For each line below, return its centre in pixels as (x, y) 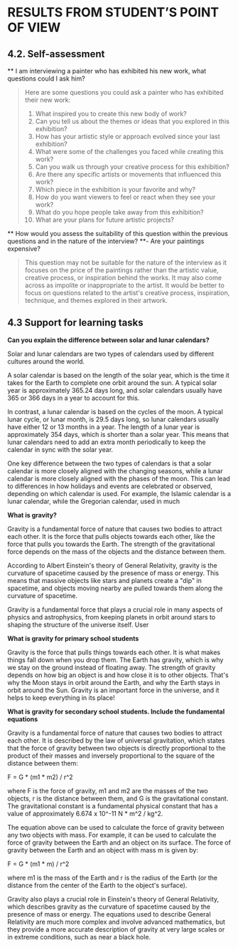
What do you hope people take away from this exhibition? (119, 212)
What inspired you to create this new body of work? (111, 114)
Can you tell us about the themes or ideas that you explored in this (132, 121)
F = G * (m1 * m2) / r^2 (40, 777)
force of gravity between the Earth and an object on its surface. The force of (119, 843)
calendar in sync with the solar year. (60, 449)
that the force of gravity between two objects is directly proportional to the (117, 748)
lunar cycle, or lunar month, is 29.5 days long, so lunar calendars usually (113, 419)
